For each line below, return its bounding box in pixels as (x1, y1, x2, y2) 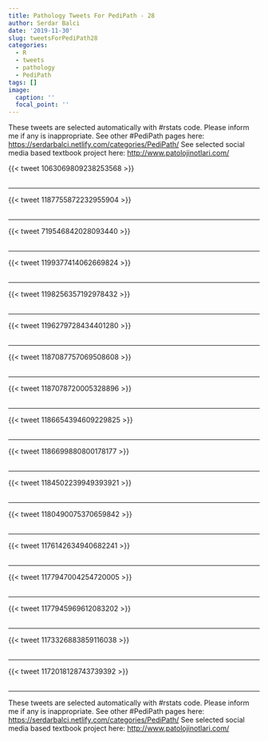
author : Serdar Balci (8, 19, 81, 27)
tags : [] (8, 78, 37, 86)
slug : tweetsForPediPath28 (8, 34, 98, 42)
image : (8, 85, 30, 94)
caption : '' (15, 93, 56, 101)
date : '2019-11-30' (8, 26, 73, 34)
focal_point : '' (15, 101, 69, 109)
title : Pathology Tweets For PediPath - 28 (8, 11, 156, 20)
